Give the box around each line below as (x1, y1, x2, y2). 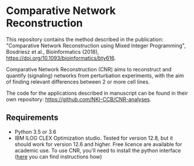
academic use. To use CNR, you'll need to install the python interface (14, 147, 181, 154)
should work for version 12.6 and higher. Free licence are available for (14, 140, 182, 147)
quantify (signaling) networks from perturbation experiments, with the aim (6, 72, 184, 79)
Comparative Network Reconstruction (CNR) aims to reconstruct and (6, 65, 172, 72)
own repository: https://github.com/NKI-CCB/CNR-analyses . (6, 95, 152, 103)
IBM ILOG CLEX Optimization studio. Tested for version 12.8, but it (14, 134, 174, 141)
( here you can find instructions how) (14, 153, 102, 160)
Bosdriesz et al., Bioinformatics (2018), (6, 48, 99, 55)
